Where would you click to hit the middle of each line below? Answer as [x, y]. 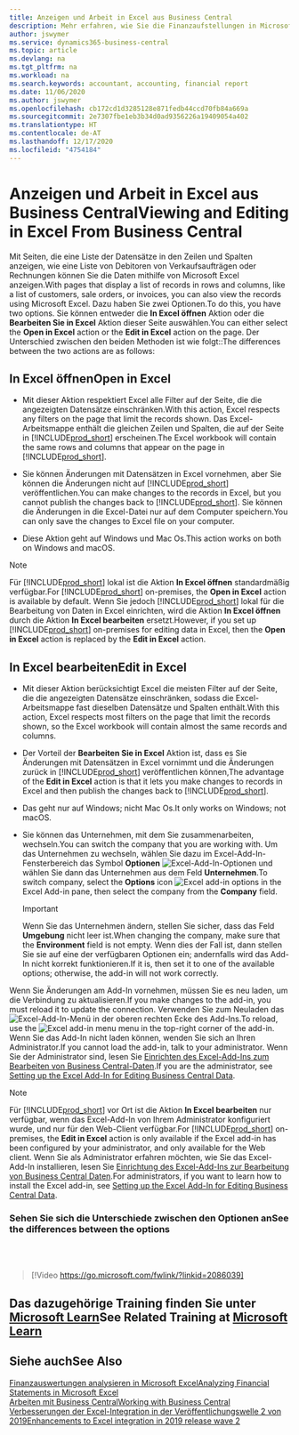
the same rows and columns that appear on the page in [123, 447]
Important [40, 909]
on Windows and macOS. [69, 548]
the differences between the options [90, 1229]
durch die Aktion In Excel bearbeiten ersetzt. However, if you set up [133, 620]
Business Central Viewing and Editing [149, 212]
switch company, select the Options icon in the [152, 883]
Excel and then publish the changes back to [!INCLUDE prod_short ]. [145, 791]
